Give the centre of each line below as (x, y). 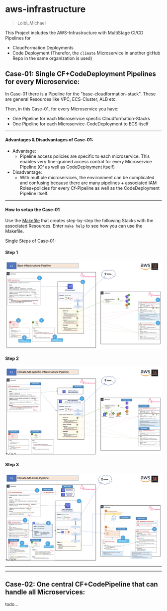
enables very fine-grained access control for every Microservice (86, 161)
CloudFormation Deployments (43, 47)
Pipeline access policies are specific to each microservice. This (85, 156)
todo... (12, 604)
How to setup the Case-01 (33, 209)
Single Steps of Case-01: (31, 241)
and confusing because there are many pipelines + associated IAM (88, 183)
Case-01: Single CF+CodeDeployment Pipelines (81, 74)
